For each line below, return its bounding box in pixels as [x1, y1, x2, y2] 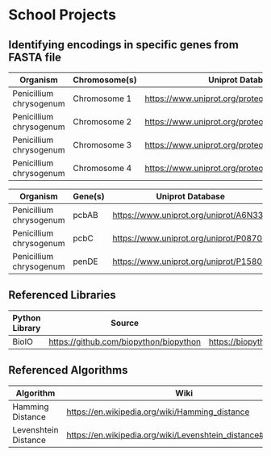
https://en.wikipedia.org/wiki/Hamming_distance [66, 406, 250, 417]
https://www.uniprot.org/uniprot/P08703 [112, 232, 268, 244]
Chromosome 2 [72, 116, 132, 127]
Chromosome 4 [72, 163, 132, 174]
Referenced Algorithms [8, 363, 128, 377]
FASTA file [8, 50, 62, 64]
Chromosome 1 [72, 93, 132, 104]
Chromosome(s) [72, 74, 137, 86]
